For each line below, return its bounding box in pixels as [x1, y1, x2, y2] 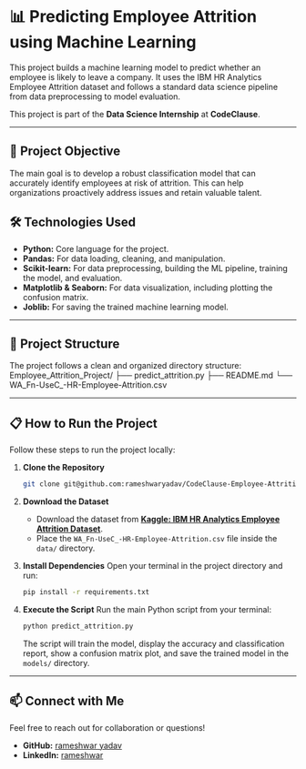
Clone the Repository [22, 462, 105, 473]
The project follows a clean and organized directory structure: [9, 360, 242, 371]
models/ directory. [22, 657, 90, 668]
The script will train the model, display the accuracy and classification [22, 638, 285, 649]
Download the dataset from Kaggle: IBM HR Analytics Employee [36, 514, 280, 525]
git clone [22, 480, 61, 489]
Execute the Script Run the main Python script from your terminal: [22, 603, 271, 614]
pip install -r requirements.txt [22, 588, 150, 597]
